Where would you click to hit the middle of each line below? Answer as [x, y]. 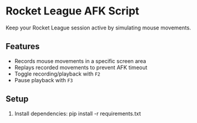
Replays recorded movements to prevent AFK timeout [81, 67]
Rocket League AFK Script [73, 11]
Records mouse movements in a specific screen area [80, 61]
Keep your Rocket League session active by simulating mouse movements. [98, 28]
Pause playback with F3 [44, 80]
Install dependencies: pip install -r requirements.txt [77, 113]
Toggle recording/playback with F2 [57, 74]
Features [23, 46]
